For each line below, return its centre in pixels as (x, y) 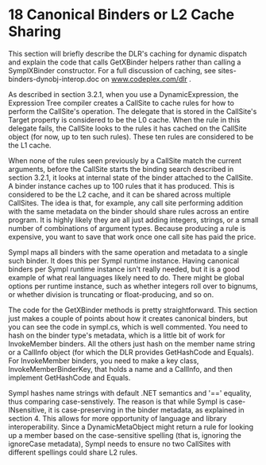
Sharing (35, 31)
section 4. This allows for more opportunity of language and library (118, 418)
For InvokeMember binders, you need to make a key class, (104, 361)
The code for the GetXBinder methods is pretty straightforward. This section (133, 310)
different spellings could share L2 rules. (73, 452)
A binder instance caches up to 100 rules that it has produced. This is (121, 186)
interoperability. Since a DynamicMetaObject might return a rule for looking (131, 427)
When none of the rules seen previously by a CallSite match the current (125, 160)
